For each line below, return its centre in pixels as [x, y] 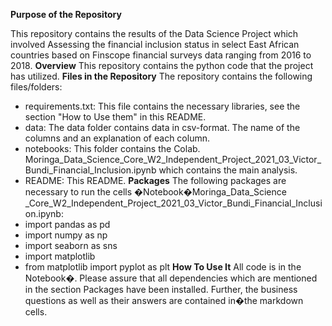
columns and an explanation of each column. [117, 138]
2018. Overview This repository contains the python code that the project [162, 65]
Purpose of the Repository [66, 14]
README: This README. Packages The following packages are [155, 180]
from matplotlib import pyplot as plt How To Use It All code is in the [163, 267]
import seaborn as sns [71, 245]
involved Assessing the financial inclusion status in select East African [155, 44]
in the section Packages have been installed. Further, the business [161, 289]
